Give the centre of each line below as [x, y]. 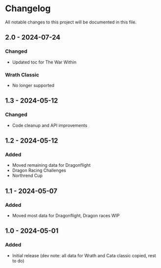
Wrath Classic [22, 75]
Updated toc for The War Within [44, 62]
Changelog [28, 9]
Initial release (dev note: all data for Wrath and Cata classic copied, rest [84, 255]
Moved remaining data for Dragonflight [51, 165]
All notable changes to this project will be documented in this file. [71, 22]
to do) [18, 261]
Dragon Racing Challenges [39, 170]
